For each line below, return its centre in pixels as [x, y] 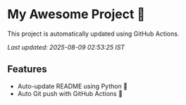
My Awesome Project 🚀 [76, 14]
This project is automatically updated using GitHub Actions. [93, 34]
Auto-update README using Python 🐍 [73, 86]
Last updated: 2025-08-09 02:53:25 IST [66, 47]
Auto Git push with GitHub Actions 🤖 [70, 93]
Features [27, 69]
